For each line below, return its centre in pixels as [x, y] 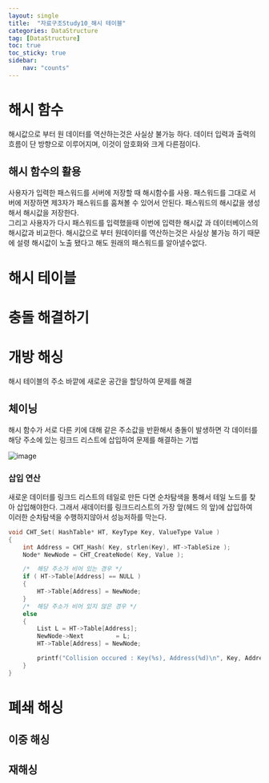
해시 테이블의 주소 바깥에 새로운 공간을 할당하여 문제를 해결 [100, 381]
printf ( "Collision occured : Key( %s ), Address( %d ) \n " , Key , [139, 659]
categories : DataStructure [53, 30]
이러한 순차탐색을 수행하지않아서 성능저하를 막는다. [88, 517]
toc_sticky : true [37, 53]
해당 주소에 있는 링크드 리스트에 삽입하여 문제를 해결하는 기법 [103, 440]
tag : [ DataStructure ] [44, 38]
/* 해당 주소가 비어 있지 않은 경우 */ [80, 607]
